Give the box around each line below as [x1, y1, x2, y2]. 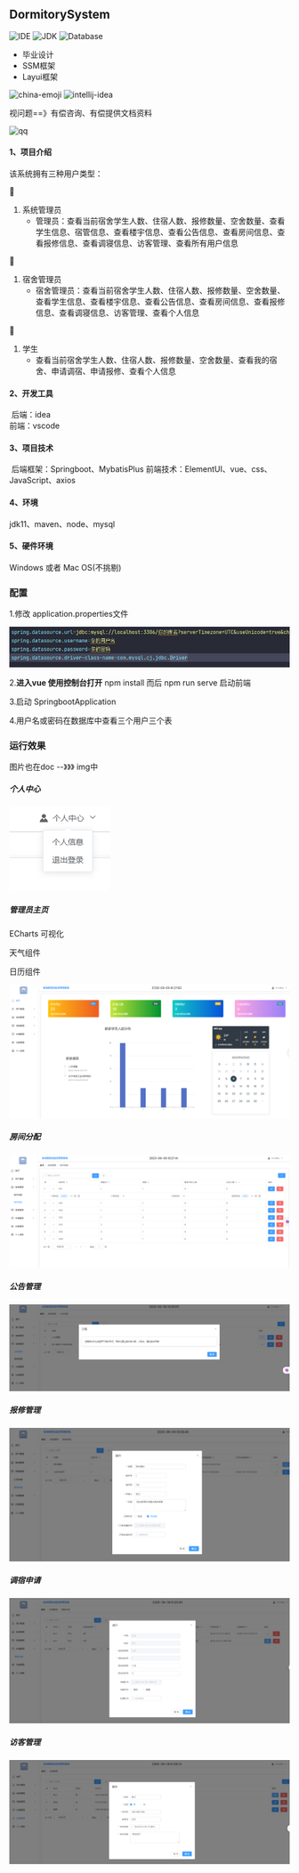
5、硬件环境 [9, 540, 53, 551]
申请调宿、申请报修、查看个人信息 [51, 366, 176, 377]
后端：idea [11, 409, 52, 420]
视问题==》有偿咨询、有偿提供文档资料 [9, 107, 153, 118]
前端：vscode [9, 420, 61, 431]
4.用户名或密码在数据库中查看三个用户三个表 [9, 715, 173, 726]
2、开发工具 [9, 387, 53, 399]
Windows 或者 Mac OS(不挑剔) [9, 562, 122, 572]
